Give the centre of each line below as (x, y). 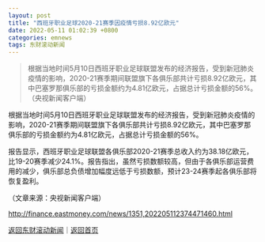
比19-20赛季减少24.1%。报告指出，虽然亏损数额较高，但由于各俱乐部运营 (128, 161)
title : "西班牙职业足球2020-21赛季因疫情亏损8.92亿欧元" (94, 23)
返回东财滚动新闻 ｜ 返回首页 (53, 230)
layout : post (30, 15)
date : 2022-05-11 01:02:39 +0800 (63, 30)
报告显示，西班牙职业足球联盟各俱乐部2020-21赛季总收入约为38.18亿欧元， (131, 152)
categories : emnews (40, 38)
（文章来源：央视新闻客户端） (57, 198)
